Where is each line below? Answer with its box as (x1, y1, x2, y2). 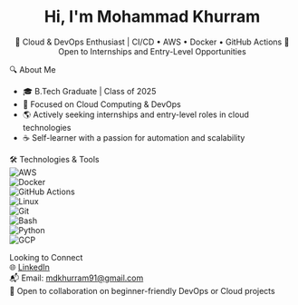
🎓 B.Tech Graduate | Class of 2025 (22, 85, 157, 96)
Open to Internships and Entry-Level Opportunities (58, 45, 246, 56)
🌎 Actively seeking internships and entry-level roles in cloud (22, 109, 249, 120)
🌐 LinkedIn (9, 261, 50, 272)
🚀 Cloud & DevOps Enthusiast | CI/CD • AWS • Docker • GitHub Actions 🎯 (14, 36, 290, 47)
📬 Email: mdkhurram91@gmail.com (9, 272, 144, 283)
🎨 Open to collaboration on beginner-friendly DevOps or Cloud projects (9, 285, 275, 296)
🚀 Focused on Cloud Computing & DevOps (22, 98, 181, 110)
